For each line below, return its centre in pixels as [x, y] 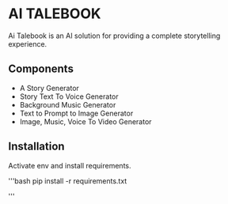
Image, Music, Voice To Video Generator [85, 121]
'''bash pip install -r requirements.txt [68, 181]
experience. [28, 43]
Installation [36, 147]
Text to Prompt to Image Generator [76, 113]
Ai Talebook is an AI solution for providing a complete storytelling [114, 36]
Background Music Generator [68, 104]
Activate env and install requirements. [70, 165]
